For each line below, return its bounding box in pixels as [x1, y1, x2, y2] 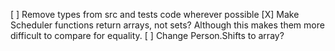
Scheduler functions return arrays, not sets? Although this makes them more [10, 19, 325, 31]
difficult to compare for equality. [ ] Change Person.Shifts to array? [10, 30, 285, 41]
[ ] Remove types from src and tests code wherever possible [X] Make [10, 9, 300, 20]
